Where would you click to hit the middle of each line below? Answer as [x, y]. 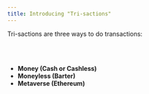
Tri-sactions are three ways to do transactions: [75, 34]
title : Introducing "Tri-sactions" [59, 14]
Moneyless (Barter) [46, 76]
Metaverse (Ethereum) [51, 83]
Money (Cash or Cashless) [57, 68]
